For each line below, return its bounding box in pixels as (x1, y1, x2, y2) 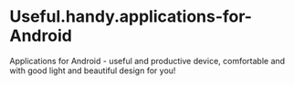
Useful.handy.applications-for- (9, 6, 253, 27)
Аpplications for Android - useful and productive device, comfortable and (9, 55, 286, 66)
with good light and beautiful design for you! (9, 65, 176, 76)
